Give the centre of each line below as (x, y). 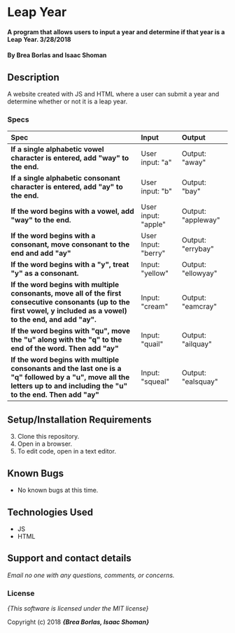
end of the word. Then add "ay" (65, 349)
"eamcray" (199, 307)
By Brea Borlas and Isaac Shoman (57, 55)
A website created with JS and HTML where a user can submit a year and (113, 94)
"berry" (153, 254)
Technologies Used (50, 512)
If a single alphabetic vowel (57, 150)
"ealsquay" (200, 381)
